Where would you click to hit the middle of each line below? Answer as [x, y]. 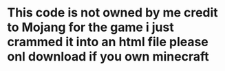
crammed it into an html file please [108, 42]
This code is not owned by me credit [112, 13]
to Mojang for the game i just [90, 27]
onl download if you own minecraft [108, 57]
